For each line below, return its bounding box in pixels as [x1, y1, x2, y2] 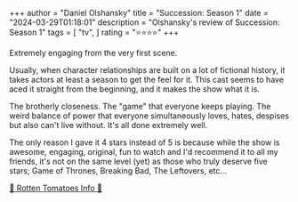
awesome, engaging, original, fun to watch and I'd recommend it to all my [9, 147, 278, 157]
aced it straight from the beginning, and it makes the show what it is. [9, 84, 261, 94]
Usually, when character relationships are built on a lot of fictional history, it [9, 65, 286, 75]
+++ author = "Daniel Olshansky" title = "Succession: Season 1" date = [9, 8, 269, 18]
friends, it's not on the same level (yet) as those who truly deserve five [9, 156, 269, 166]
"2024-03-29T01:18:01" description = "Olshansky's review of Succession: [9, 17, 280, 28]
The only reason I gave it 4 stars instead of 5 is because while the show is [9, 137, 280, 148]
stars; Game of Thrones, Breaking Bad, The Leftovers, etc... [9, 166, 228, 176]
